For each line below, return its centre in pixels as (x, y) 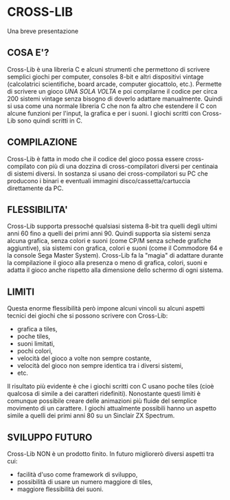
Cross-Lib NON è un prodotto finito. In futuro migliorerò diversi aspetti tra (111, 454)
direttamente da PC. (35, 188)
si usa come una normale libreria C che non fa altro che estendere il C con (112, 106)
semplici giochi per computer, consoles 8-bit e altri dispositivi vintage (105, 76)
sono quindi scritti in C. (50, 121)
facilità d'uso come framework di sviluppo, (77, 475)
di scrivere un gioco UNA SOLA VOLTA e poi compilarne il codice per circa (112, 91)
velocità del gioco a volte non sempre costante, (84, 358)
